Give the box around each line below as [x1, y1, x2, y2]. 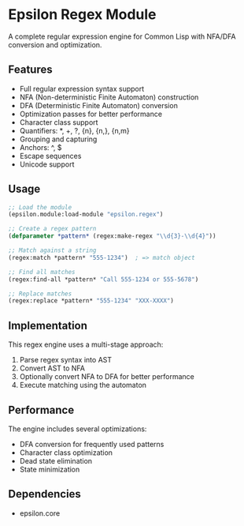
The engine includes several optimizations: [8, 424, 147, 434]
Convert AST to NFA [19, 363, 85, 373]
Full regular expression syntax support [19, 84, 145, 93]
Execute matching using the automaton [19, 381, 147, 390]
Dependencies [8, 487, 81, 501]
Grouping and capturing [19, 134, 98, 144]
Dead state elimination [19, 456, 93, 465]
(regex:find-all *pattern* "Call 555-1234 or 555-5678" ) [8, 275, 199, 284]
